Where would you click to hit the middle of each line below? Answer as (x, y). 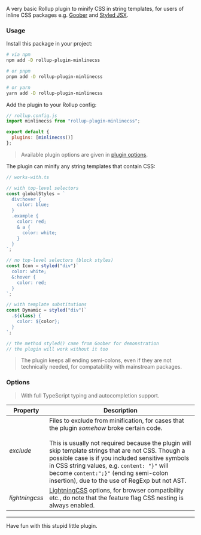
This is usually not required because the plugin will (120, 443)
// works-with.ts (28, 177)
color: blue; (33, 205)
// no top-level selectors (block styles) (60, 261)
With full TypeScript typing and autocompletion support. (90, 395)
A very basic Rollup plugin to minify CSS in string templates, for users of (95, 9)
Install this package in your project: (49, 44)
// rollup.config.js (32, 116)
